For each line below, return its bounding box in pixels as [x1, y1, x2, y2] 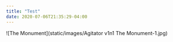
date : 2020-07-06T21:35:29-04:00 [6, 14, 88, 20]
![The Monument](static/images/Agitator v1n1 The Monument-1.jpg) [6, 29, 168, 36]
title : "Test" [6, 8, 41, 14]
